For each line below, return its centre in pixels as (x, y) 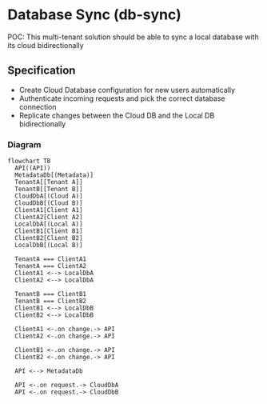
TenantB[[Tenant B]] (49, 190)
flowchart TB (29, 162)
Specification (42, 71)
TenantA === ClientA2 (51, 266)
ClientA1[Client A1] (49, 210)
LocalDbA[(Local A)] (49, 224)
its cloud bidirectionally (46, 45)
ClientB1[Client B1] (49, 231)
